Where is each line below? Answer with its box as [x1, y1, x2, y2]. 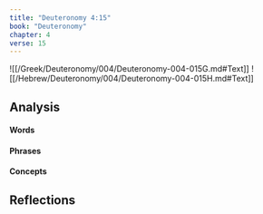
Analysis [9, 99, 61, 114]
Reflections [9, 192, 76, 208]
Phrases [9, 145, 42, 156]
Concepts [9, 166, 47, 177]
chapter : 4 [9, 30, 51, 39]
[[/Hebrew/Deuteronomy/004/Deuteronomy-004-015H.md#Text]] [9, 73, 254, 84]
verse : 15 [9, 38, 47, 48]
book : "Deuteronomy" [9, 22, 88, 31]
